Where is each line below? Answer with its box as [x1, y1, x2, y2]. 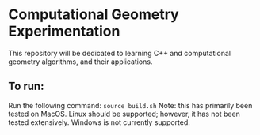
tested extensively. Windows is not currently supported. [8, 117, 190, 127]
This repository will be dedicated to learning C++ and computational [8, 48, 231, 58]
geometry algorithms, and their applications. [8, 57, 153, 66]
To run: [8, 80, 44, 93]
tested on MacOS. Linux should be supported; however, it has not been [8, 109, 240, 118]
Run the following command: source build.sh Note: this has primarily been [8, 100, 253, 110]
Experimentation [8, 22, 120, 40]
